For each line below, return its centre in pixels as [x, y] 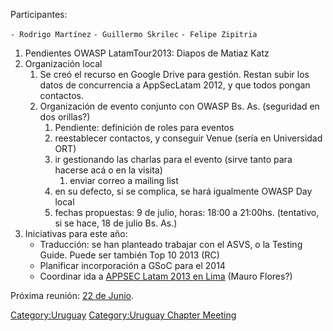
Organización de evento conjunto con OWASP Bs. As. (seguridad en [179, 106]
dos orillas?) [65, 117]
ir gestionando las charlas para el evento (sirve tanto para [173, 159]
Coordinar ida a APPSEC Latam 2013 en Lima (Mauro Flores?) [166, 276]
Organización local [63, 63]
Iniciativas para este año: [76, 233]
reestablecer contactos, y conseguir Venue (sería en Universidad [188, 138]
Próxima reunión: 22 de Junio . [72, 295]
